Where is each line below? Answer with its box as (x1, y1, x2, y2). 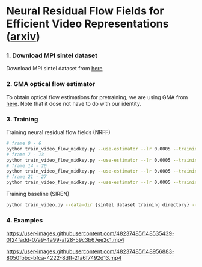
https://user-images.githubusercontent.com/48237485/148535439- (6, 230, 175, 237)
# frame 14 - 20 (6, 162, 47, 169)
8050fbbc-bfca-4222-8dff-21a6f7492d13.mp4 (6, 254, 122, 262)
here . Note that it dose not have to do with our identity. (6, 100, 142, 107)
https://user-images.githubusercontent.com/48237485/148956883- (6, 248, 175, 255)
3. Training (6, 115, 38, 123)
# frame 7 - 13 (6, 152, 44, 158)
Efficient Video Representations (6, 17, 169, 31)
